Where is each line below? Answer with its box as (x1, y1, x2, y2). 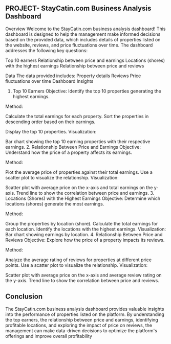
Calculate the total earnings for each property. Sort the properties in (5, 113, 149, 119)
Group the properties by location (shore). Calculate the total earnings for (5, 220, 158, 226)
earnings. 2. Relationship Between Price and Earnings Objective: (5, 144, 141, 150)
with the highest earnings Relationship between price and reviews (5, 62, 144, 68)
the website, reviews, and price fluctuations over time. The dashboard (5, 42, 153, 48)
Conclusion (5, 292, 43, 301)
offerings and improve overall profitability (5, 333, 92, 339)
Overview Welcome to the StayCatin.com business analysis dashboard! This (5, 26, 166, 32)
